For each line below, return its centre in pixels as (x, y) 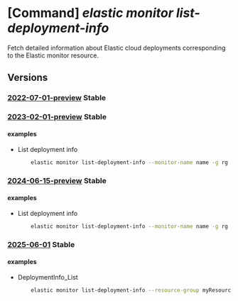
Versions (28, 78)
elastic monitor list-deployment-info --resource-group (115, 290)
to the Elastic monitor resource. (53, 55)
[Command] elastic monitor (91, 13)
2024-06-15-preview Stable (57, 181)
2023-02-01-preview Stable (57, 117)
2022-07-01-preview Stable (57, 98)
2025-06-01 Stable (41, 245)
